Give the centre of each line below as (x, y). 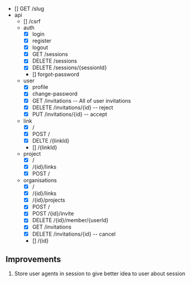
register (42, 41)
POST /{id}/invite (53, 214)
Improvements (33, 259)
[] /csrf (32, 21)
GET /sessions (50, 54)
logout (40, 48)
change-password (55, 94)
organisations (40, 180)
